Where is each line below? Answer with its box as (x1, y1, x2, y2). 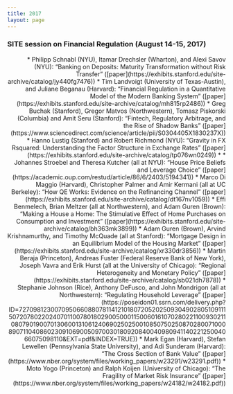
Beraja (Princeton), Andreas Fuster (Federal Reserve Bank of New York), (19, 253, 226, 262)
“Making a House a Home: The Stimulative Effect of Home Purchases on (19, 209, 226, 218)
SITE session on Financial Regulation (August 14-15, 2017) (7, 39, 207, 49)
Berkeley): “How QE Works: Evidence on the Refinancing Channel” (11, 188, 201, 196)
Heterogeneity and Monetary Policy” (96, 268, 201, 277)
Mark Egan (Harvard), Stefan (144, 334, 226, 343)
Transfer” (76, 70, 103, 78)
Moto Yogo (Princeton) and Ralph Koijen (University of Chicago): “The (26, 364, 226, 373)
